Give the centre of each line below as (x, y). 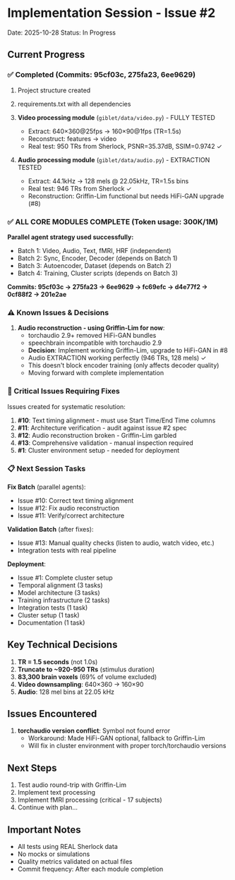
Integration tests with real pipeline (67, 550)
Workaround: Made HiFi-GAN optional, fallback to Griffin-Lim (117, 738)
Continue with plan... (48, 807)
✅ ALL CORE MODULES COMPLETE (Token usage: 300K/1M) (113, 221)
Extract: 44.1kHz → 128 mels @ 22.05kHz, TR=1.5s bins (108, 181)
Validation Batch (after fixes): (50, 529)
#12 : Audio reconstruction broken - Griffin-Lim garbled (97, 435)
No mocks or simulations (54, 854)
